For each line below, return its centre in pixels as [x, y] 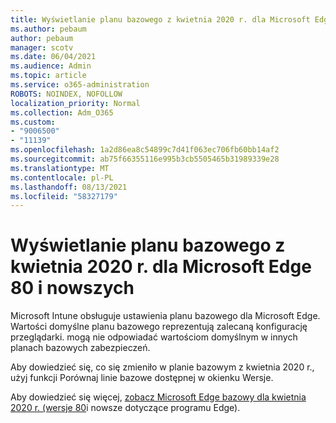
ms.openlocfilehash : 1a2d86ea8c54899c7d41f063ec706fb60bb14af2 [145, 150]
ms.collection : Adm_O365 [62, 112]
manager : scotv [42, 47]
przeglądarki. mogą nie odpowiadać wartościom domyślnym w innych [154, 337]
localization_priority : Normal [75, 103]
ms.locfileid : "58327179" [64, 196]
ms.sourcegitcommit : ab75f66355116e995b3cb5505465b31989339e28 [145, 159]
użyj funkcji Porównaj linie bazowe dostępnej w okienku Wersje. [142, 378]
